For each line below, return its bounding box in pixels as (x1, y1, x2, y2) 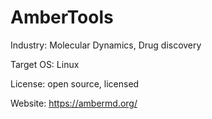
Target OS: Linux (10, 58, 80, 70)
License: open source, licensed (10, 77, 140, 90)
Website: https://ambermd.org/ (10, 97, 138, 109)
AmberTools (10, 6, 114, 29)
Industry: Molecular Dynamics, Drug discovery (10, 39, 202, 51)
